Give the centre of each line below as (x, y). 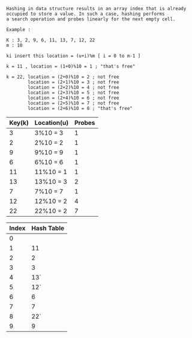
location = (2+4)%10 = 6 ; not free (73, 98)
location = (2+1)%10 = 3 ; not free (73, 82)
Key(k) (19, 123)
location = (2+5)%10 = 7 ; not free (73, 103)
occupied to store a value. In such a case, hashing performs (85, 14)
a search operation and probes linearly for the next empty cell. (91, 19)
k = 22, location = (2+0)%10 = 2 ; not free (63, 77)
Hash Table (48, 228)
